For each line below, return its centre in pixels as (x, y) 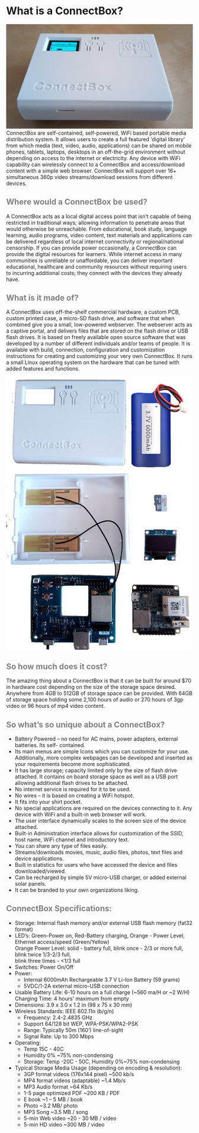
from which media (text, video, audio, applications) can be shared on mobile (99, 145)
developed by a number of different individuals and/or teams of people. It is (98, 344)
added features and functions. (43, 369)
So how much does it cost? (57, 666)
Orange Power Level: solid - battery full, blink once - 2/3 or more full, (99, 948)
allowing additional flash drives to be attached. (72, 783)
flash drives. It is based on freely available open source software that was (96, 337)
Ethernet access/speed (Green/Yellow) (62, 941)
